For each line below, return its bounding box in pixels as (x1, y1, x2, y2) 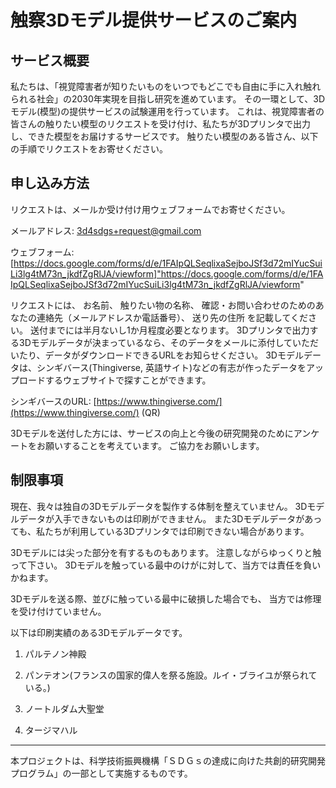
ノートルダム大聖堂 (24, 702, 105, 715)
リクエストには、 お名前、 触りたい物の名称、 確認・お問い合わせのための (10, 299, 316, 311)
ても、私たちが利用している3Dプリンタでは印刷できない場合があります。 (10, 525, 310, 537)
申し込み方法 (10, 175, 90, 192)
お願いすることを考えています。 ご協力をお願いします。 (36, 439, 265, 451)
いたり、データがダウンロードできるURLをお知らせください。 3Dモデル (10, 349, 304, 361)
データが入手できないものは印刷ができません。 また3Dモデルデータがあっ (18, 512, 323, 525)
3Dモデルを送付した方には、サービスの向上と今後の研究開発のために (10, 427, 294, 439)
